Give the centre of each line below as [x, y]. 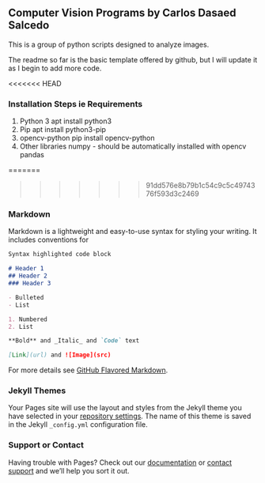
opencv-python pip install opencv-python [87, 138]
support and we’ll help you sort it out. [69, 470]
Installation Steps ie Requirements [76, 104]
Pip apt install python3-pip [63, 130]
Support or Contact [46, 445]
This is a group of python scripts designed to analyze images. [109, 44]
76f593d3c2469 [172, 194]
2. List [21, 326]
